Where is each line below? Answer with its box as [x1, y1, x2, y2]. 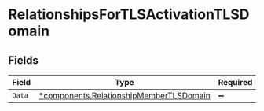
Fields [8, 54, 39, 67]
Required [218, 77, 253, 87]
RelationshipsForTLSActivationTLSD [8, 6, 250, 24]
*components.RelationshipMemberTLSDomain [38, 91, 211, 101]
